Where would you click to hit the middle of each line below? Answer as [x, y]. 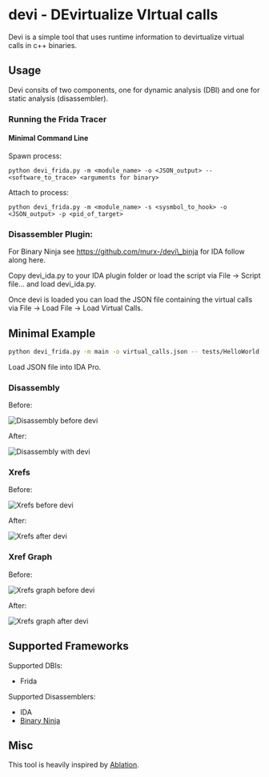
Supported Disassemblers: [52, 696]
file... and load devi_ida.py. [52, 284]
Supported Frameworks [69, 646]
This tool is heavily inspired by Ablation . [74, 765]
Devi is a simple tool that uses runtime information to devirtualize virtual [126, 37]
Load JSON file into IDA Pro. [55, 366]
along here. [27, 260]
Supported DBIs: [35, 665]
